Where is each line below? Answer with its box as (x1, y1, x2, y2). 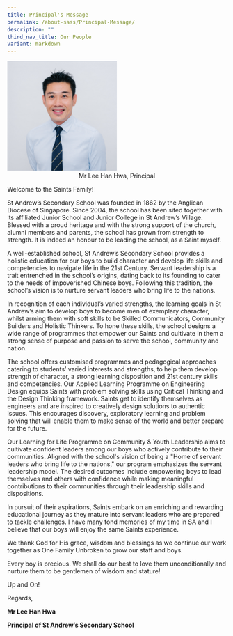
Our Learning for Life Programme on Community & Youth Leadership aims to (7, 437, 226, 446)
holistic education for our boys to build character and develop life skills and (7, 256, 223, 265)
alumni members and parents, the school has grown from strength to (7, 228, 204, 237)
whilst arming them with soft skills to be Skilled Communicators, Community (7, 314, 225, 323)
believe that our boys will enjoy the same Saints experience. (7, 525, 179, 534)
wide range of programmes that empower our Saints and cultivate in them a (7, 329, 224, 338)
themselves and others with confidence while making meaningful (7, 474, 194, 483)
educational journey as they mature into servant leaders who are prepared (7, 511, 220, 519)
